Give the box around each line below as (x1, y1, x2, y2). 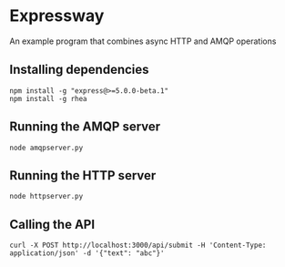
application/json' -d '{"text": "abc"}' (9, 249, 166, 258)
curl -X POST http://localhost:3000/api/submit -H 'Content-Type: (9, 241, 267, 251)
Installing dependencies (9, 62, 149, 77)
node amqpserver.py (9, 143, 84, 152)
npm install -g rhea (9, 94, 88, 103)
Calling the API (9, 216, 96, 232)
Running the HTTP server (9, 168, 157, 183)
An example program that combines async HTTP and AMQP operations (9, 36, 277, 46)
